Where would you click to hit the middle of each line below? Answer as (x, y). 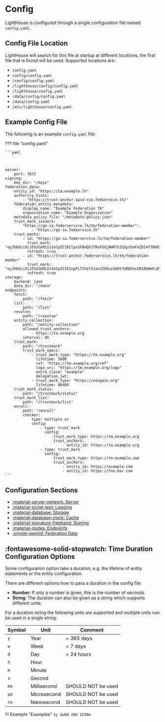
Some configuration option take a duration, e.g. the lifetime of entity (74, 569)
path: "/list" (37, 307)
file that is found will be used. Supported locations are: (60, 60)
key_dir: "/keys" (32, 182)
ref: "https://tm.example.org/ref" (72, 363)
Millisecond (44, 686)
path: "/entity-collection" (51, 325)
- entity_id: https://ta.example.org (101, 445)
